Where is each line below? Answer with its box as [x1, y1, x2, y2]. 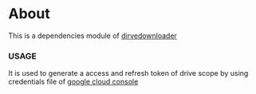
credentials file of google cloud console [8, 77, 139, 87]
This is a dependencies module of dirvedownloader [8, 31, 178, 40]
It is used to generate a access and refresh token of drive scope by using [8, 69, 249, 78]
